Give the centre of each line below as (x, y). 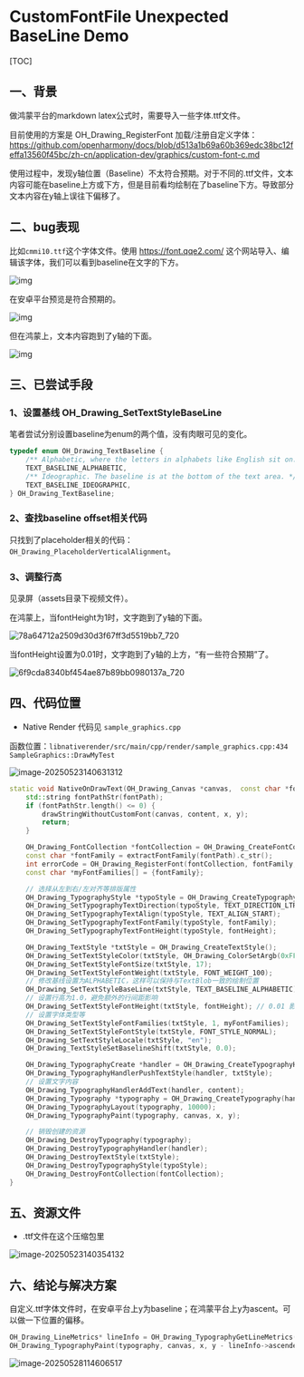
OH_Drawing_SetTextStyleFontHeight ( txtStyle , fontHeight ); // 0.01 (155, 1007)
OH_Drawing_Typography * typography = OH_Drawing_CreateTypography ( (155, 1099)
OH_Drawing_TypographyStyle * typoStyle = (104, 897)
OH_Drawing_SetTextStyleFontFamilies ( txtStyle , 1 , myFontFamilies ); (157, 1023)
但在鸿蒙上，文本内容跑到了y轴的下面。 (83, 335)
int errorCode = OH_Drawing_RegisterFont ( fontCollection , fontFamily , (161, 864)
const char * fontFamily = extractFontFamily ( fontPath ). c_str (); (149, 856)
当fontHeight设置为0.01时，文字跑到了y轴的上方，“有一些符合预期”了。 (142, 655)
